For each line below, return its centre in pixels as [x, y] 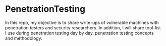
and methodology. [24, 38]
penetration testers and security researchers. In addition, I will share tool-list [83, 27]
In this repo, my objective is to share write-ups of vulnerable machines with [82, 23]
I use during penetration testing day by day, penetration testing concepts [80, 33]
